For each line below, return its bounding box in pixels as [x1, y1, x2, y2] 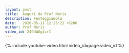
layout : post [5, 7, 32, 12]
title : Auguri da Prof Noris [5, 12, 67, 16]
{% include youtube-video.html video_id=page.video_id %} [5, 43, 125, 48]
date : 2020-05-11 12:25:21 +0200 [5, 20, 78, 26]
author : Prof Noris [5, 25, 45, 30]
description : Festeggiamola [5, 16, 63, 21]
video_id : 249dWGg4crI [5, 29, 51, 34]
